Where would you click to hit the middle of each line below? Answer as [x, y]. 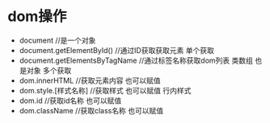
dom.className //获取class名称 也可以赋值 [91, 110]
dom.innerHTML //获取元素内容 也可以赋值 [90, 80]
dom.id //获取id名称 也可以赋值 [70, 100]
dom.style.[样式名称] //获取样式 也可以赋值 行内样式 [105, 90]
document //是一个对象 [57, 40]
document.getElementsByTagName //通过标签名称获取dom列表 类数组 [136, 60]
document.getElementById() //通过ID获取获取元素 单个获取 [117, 50]
